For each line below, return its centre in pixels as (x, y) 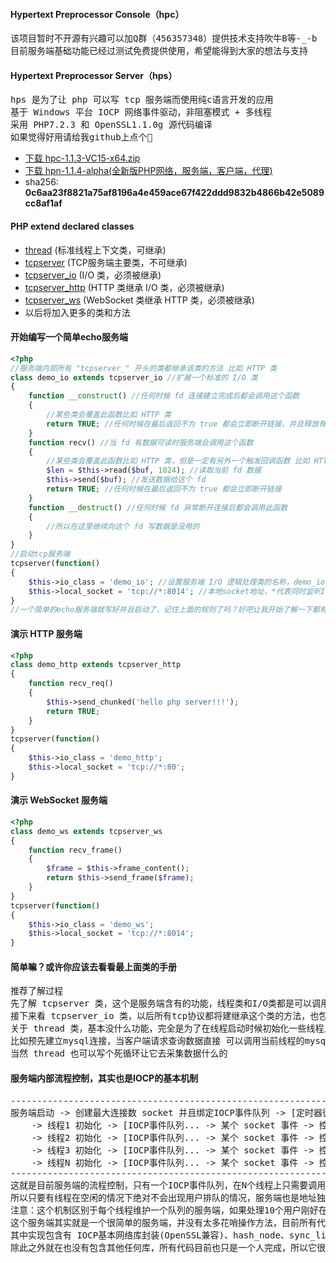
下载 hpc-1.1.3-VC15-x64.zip (82, 158)
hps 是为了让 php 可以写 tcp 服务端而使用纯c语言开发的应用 (142, 100)
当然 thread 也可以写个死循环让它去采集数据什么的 (119, 1053)
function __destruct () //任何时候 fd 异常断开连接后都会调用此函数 (158, 507)
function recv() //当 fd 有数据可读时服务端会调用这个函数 (141, 442)
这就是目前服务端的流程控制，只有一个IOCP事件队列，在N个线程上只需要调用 (168, 1185)
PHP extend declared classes (72, 226)
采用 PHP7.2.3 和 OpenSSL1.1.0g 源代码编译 (111, 125)
